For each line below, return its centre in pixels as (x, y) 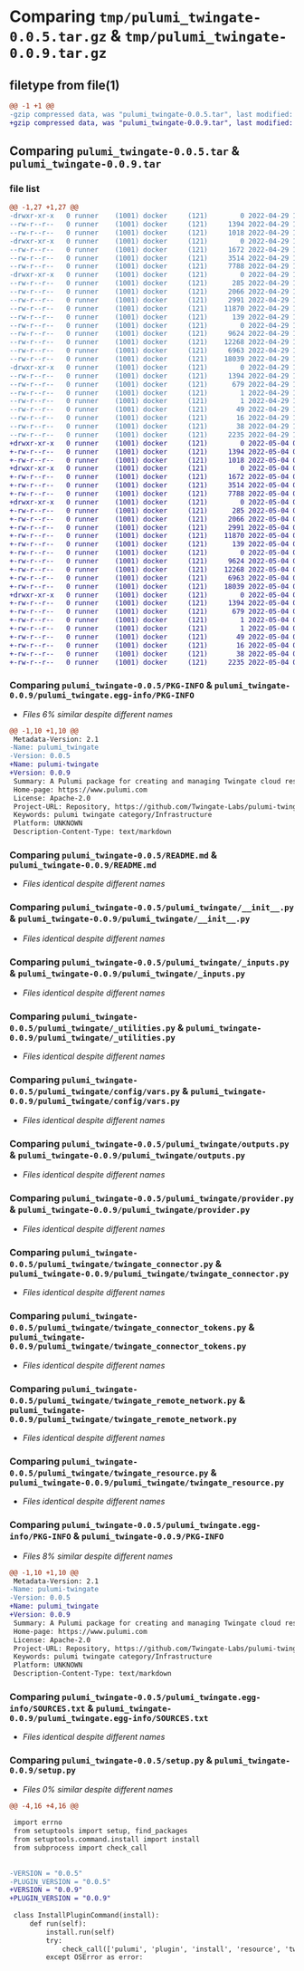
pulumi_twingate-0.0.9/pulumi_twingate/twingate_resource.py (147, 1483)
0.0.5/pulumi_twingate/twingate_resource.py (109, 1473)
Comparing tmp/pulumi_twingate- (136, 17)
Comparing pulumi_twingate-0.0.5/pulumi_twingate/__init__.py (152, 908)
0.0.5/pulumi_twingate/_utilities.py (93, 1028)
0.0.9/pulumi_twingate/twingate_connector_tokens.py (128, 1346)
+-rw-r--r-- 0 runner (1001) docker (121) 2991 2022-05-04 (149, 527)
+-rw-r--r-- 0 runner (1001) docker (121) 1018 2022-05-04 (149, 460)
